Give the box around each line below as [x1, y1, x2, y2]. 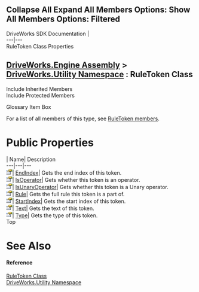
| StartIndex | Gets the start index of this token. [12, 197, 126, 205]
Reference [6, 259, 33, 266]
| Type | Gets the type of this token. [12, 212, 98, 219]
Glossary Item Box [6, 103, 51, 110]
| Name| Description [6, 156, 56, 163]
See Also [6, 239, 51, 253]
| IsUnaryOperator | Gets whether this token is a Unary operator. [12, 183, 169, 190]
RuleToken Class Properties [6, 42, 74, 50]
